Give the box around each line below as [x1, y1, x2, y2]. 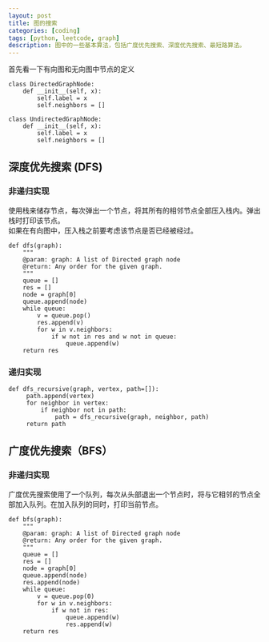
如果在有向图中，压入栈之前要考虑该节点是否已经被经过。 [8, 225, 198, 235]
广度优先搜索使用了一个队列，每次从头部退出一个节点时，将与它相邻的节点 [8, 489, 254, 499]
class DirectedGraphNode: [8, 81, 94, 89]
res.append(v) [37, 318, 84, 326]
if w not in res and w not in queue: [50, 333, 178, 341]
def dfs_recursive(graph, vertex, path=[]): [8, 385, 159, 393]
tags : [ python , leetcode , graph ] [8, 34, 120, 42]
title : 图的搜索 [8, 19, 58, 27]
